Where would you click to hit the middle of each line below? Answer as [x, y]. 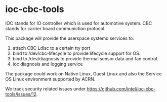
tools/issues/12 [21, 94]
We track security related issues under [46, 88]
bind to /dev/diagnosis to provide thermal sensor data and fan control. [85, 58]
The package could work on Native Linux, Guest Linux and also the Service [83, 73]
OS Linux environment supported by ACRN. [50, 79]
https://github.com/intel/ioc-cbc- [121, 88]
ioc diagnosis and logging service [48, 64]
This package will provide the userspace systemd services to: [70, 38]
